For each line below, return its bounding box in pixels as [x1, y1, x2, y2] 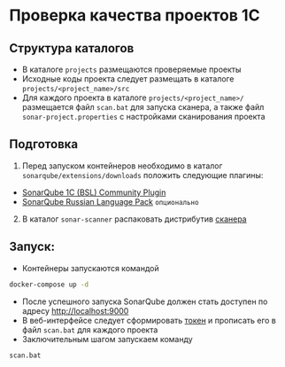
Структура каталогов [9, 41, 135, 56]
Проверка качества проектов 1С [9, 5, 260, 26]
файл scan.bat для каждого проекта [21, 324, 158, 335]
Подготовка [9, 137, 78, 152]
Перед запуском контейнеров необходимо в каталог [21, 160, 223, 171]
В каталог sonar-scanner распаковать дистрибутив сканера [21, 214, 247, 224]
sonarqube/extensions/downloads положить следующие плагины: [21, 169, 264, 180]
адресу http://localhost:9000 [21, 305, 129, 316]
